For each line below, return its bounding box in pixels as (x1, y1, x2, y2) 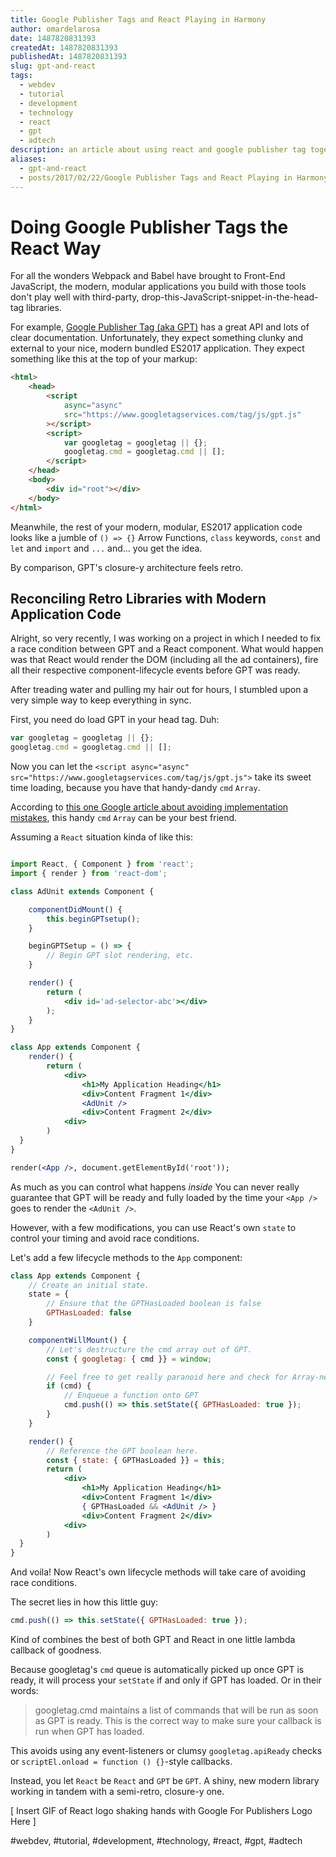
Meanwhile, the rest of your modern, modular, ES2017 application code (10, 521, 303, 533)
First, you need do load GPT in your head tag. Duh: (10, 714, 220, 726)
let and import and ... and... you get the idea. (10, 542, 203, 554)
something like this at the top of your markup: (10, 353, 198, 365)
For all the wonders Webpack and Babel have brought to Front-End (10, 270, 286, 282)
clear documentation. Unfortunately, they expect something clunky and (10, 332, 304, 344)
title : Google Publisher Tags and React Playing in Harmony (10, 14, 267, 25)
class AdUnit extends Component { (10, 886, 155, 896)
